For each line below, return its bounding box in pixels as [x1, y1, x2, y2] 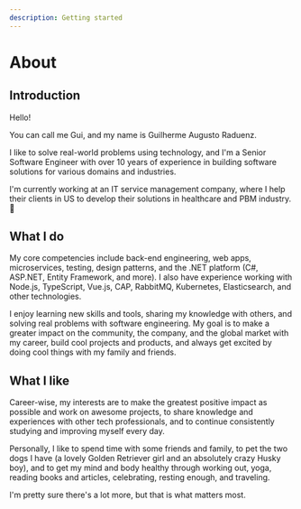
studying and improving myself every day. [9, 426, 165, 437]
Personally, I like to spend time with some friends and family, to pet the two [9, 443, 288, 454]
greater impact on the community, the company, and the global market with [9, 328, 289, 338]
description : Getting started [9, 13, 123, 23]
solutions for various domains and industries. [9, 166, 177, 177]
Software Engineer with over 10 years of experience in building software [9, 156, 278, 167]
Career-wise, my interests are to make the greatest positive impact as [9, 397, 268, 408]
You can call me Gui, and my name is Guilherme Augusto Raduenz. [9, 129, 257, 140]
